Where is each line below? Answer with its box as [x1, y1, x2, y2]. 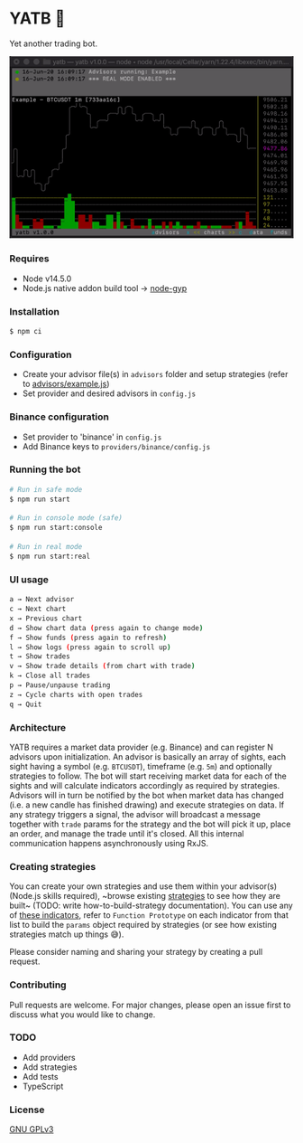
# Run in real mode [9, 543, 83, 552]
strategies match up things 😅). [9, 929, 124, 940]
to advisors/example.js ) [22, 379, 110, 390]
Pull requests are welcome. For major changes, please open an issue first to [9, 999, 291, 1010]
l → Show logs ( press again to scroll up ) [9, 642, 171, 652]
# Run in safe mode [9, 485, 83, 494]
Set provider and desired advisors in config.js [22, 388, 197, 399]
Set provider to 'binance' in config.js [22, 431, 162, 442]
